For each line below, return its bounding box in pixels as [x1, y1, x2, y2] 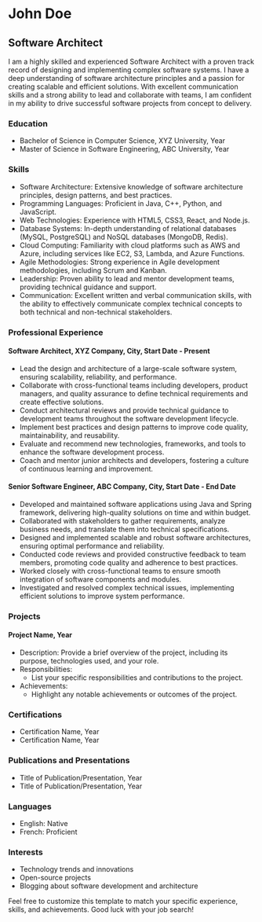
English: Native [19, 818, 68, 828]
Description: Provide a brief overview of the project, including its [19, 648, 228, 657]
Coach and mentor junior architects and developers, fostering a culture [19, 455, 249, 465]
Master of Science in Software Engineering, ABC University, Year [19, 145, 230, 154]
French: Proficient [19, 827, 78, 836]
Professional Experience [8, 327, 104, 338]
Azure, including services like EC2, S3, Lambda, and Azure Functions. [19, 248, 246, 258]
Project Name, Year [8, 630, 73, 640]
